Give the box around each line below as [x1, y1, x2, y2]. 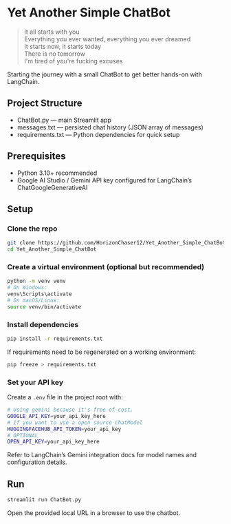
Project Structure [7, 98, 82, 109]
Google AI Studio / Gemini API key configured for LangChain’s [16, 176, 192, 184]
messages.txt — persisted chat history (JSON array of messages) [16, 123, 204, 132]
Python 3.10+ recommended [16, 169, 98, 177]
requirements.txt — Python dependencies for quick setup [16, 130, 180, 138]
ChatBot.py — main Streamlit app [16, 116, 112, 124]
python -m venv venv [7, 277, 67, 285]
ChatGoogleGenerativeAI [16, 183, 88, 191]
